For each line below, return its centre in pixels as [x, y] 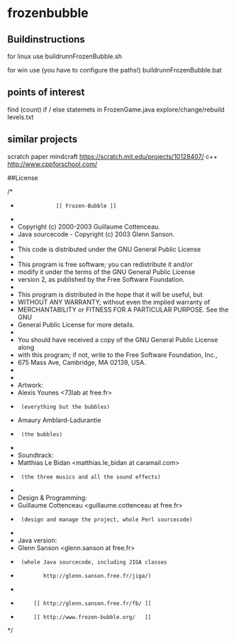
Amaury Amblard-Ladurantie [59, 420]
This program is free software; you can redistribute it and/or [105, 264]
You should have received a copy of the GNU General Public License [118, 339]
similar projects [43, 139]
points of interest [46, 93]
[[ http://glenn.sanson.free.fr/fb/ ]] [92, 603]
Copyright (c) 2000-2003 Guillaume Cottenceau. [89, 226]
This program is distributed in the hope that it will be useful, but [110, 294]
